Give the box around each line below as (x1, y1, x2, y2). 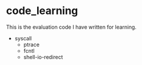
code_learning (6, 4, 78, 18)
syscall (14, 35, 32, 42)
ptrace (23, 41, 40, 48)
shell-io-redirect (23, 53, 63, 60)
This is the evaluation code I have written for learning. (6, 23, 137, 30)
